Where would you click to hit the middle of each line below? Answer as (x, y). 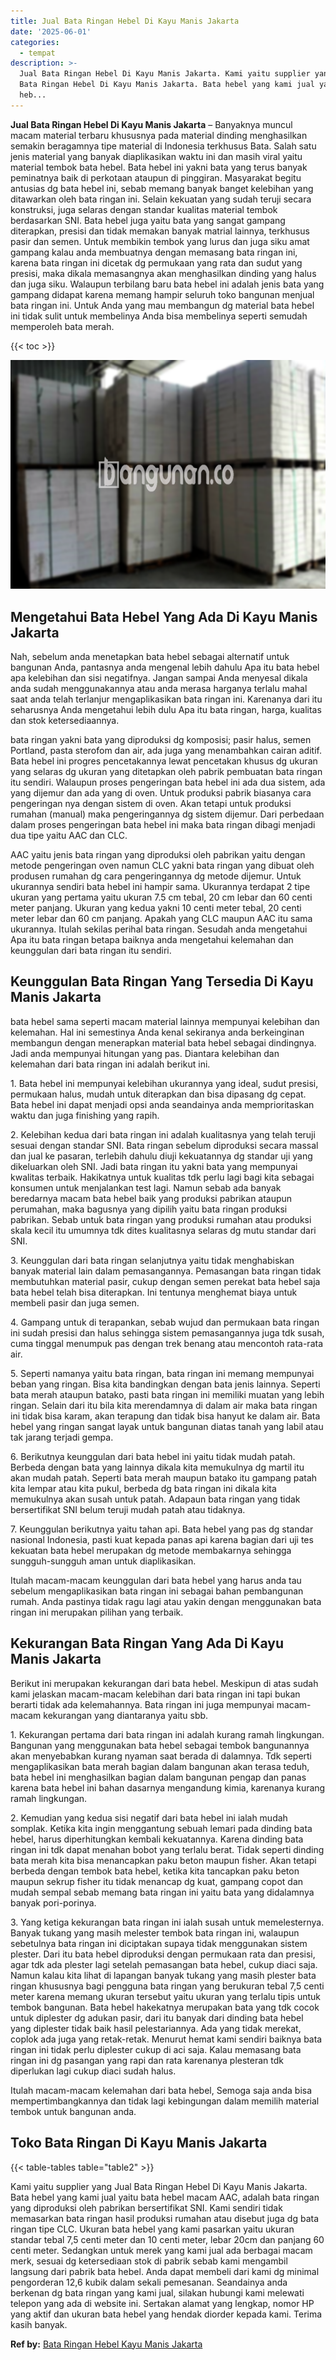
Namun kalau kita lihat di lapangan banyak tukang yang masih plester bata (163, 1975)
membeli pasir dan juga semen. (75, 1302)
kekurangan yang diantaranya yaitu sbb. (126, 1715)
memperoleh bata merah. (62, 326)
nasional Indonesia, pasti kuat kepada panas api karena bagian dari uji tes (162, 1539)
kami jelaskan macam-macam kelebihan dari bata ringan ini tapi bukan (155, 1694)
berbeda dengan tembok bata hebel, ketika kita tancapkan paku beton (155, 1871)
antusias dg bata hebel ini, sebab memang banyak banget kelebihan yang (162, 188)
